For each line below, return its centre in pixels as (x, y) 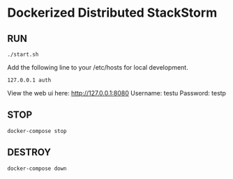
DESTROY (29, 152)
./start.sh (23, 54)
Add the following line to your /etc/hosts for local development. (98, 67)
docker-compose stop (37, 131)
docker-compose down (37, 169)
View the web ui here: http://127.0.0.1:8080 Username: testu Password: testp (117, 93)
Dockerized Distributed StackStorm (112, 13)
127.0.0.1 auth (29, 80)
